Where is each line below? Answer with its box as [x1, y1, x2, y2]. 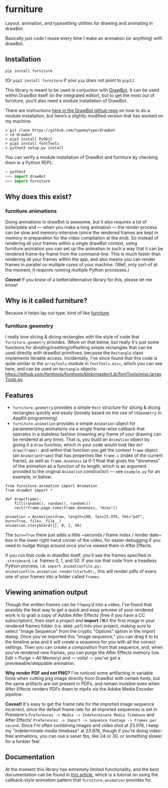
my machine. [5, 118, 32, 124]
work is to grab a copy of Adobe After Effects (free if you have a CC [5, 612, 145, 618]
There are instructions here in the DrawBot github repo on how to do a [5, 107, 150, 114]
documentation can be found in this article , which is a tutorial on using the [5, 771, 158, 777]
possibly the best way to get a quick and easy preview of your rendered [5, 607, 154, 613]
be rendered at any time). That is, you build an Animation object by [12, 436, 150, 442]
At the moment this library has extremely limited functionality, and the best [5, 766, 159, 772]
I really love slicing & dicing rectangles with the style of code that [5, 334, 139, 340]
